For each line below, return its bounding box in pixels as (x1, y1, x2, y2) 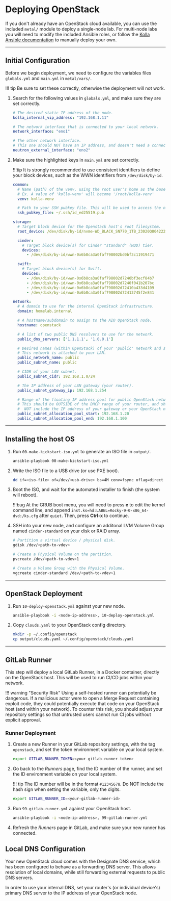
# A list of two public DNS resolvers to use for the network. (17, 331, 154, 337)
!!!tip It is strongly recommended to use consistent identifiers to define (12, 167, 160, 173)
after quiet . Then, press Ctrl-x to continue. (39, 512, 129, 519)
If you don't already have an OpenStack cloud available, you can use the (5, 20, 157, 27)
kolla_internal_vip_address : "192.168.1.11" (12, 115, 109, 120)
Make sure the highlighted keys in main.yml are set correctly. (12, 157, 140, 163)
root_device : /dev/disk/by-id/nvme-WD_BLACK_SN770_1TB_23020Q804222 (17, 228, 166, 234)
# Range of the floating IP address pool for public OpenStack (17, 397, 154, 402)
